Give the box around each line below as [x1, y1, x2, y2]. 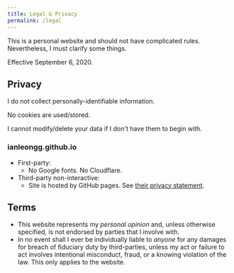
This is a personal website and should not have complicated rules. [7, 36, 201, 45]
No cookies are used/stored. [7, 111, 91, 119]
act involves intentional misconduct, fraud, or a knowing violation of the [17, 250, 227, 259]
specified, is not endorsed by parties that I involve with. [17, 228, 180, 236]
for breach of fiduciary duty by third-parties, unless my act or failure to [17, 243, 225, 252]
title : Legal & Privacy [7, 10, 78, 18]
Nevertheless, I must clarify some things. [7, 44, 127, 52]
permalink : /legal [7, 17, 62, 24]
